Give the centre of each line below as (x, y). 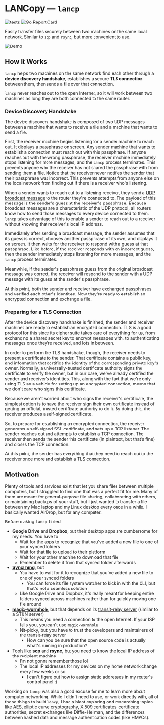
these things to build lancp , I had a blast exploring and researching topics (79, 702)
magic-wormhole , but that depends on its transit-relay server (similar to (85, 609)
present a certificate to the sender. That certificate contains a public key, (78, 358)
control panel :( (42, 682)
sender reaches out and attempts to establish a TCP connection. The (74, 434)
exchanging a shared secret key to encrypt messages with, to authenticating (82, 338)
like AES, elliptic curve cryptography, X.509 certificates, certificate (72, 707)
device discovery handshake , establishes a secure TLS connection (74, 78)
